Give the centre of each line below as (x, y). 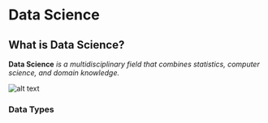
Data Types (31, 109)
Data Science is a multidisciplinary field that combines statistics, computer (134, 64)
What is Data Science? (67, 45)
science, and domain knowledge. (64, 73)
